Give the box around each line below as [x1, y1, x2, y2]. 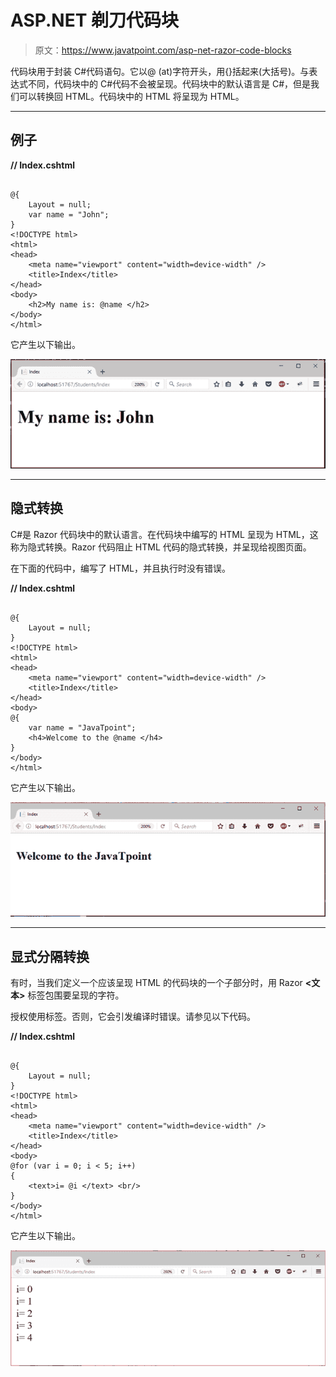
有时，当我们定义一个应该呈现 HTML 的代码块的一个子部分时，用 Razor [10, 976, 303, 988]
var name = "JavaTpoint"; [28, 722, 137, 733]
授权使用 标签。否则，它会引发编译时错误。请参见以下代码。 [10, 1010, 256, 1022]
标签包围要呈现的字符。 [27, 989, 125, 1001]
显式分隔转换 [10, 948, 90, 965]
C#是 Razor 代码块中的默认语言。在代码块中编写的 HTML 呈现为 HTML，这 [10, 528, 319, 540]
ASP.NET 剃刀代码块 [10, 9, 180, 32]
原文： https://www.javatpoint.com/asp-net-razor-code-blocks [34, 44, 292, 56]
